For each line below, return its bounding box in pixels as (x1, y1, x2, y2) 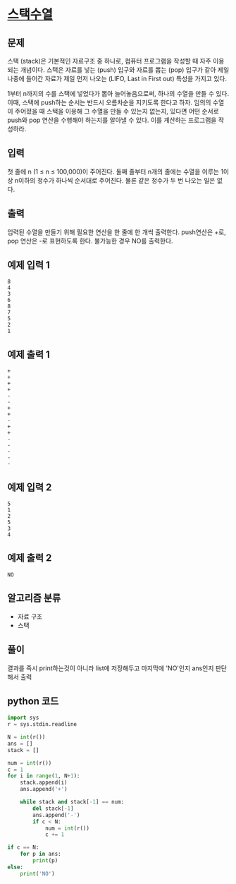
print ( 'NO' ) (20, 870, 55, 877)
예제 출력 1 (7, 349, 51, 361)
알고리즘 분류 (7, 592, 61, 604)
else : (7, 864, 23, 871)
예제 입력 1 (7, 259, 51, 272)
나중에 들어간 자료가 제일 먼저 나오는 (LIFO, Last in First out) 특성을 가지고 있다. (7, 75, 228, 83)
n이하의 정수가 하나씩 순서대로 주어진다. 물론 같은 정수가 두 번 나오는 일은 (14, 176, 216, 184)
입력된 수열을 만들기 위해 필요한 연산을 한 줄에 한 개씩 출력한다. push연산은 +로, (7, 227, 227, 236)
